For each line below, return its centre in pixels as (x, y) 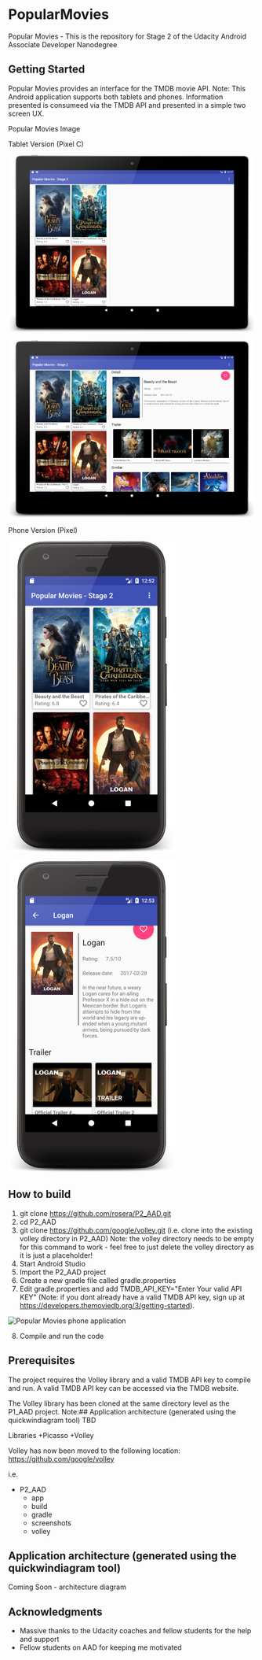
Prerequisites (42, 1361)
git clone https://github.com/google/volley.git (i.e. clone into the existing (136, 1230)
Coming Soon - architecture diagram (67, 1587)
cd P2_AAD (38, 1222)
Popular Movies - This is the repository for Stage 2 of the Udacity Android (127, 36)
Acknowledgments (56, 1612)
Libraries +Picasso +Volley (51, 1435)
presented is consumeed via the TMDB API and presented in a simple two (127, 105)
